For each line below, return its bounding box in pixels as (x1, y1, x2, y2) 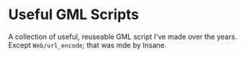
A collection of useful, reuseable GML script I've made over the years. (8, 32, 237, 41)
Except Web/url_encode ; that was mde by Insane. (8, 40, 167, 49)
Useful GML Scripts (8, 6, 139, 24)
